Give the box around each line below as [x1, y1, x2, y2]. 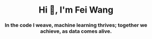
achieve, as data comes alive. [40, 28, 112, 35]
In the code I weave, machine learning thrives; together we [4, 22, 148, 29]
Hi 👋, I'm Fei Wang [38, 4, 114, 16]
